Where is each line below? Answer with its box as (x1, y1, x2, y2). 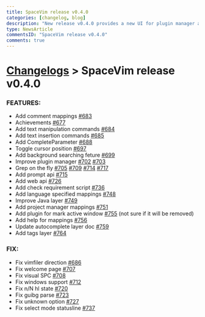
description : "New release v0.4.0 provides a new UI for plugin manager (6, 20, 195, 26)
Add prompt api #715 (15, 171, 68, 178)
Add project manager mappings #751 (15, 203, 109, 211)
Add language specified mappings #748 (15, 190, 116, 198)
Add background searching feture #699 (15, 151, 115, 159)
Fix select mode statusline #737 (15, 304, 96, 311)
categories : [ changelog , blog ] (6, 15, 86, 21)
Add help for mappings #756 (15, 217, 87, 224)
